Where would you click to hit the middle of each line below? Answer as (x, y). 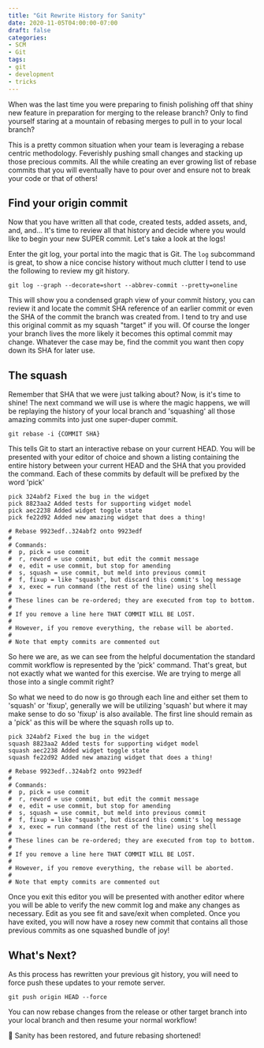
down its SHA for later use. (52, 351)
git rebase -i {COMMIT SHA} (54, 434)
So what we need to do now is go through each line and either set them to (128, 697)
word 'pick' (26, 482)
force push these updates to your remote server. (87, 982)
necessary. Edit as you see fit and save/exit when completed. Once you (124, 914)
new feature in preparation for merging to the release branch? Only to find (128, 112)
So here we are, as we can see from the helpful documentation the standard (132, 657)
